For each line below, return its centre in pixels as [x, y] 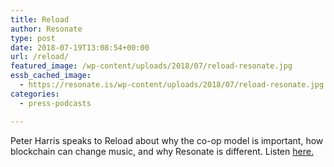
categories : [35, 94]
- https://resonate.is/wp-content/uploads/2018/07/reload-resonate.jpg [172, 85]
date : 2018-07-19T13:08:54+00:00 [80, 47]
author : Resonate [46, 29]
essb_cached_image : [51, 76]
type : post [33, 38]
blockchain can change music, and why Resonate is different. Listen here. [162, 151]
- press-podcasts [55, 103]
